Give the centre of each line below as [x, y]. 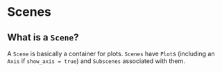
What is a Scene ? [43, 37]
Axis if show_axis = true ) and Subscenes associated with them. [96, 61]
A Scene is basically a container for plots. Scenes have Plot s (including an [111, 53]
